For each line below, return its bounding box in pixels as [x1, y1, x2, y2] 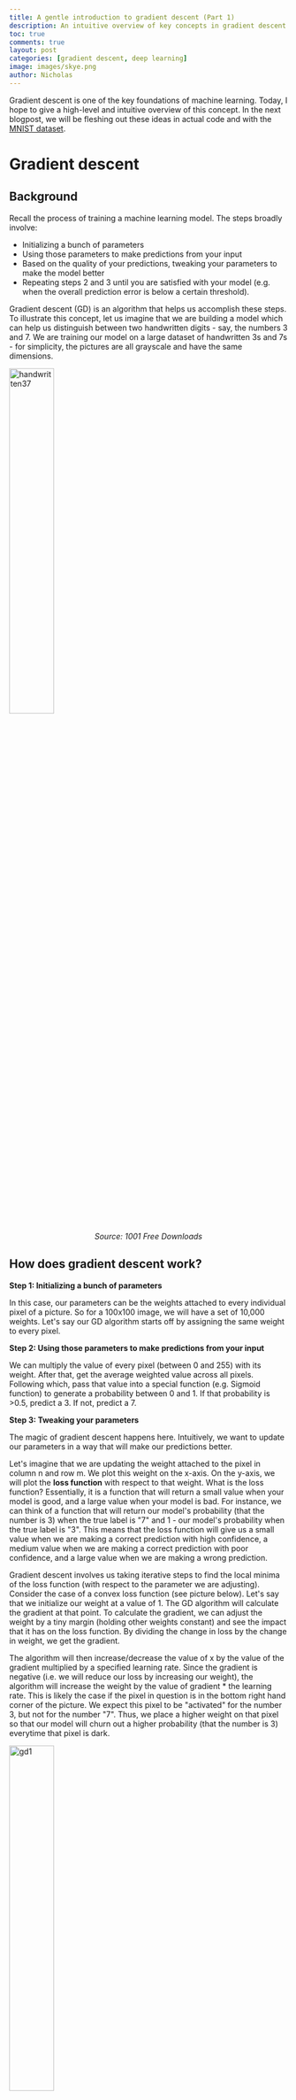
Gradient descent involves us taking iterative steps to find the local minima [9, 1569, 280, 1580]
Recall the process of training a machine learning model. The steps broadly [9, 212, 283, 223]
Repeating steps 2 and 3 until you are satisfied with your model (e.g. [21, 276, 271, 288]
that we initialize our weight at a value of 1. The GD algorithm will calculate [9, 1597, 279, 1608]
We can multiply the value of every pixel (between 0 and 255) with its [9, 1360, 262, 1370]
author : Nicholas [9, 71, 73, 80]
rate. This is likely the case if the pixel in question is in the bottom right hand [9, 1690, 286, 1701]
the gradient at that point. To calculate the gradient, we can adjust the [9, 1607, 263, 1617]
